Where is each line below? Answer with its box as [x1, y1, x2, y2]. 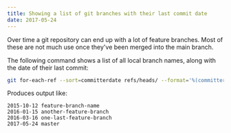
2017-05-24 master [7, 121, 60, 127]
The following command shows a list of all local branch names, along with [7, 56, 217, 64]
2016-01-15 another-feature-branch [7, 108, 109, 116]
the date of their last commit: [7, 63, 89, 72]
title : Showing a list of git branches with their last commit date [7, 10, 208, 17]
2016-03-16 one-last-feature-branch [7, 114, 112, 121]
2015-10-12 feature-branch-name [7, 103, 100, 110]
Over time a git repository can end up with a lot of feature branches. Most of [7, 35, 223, 43]
